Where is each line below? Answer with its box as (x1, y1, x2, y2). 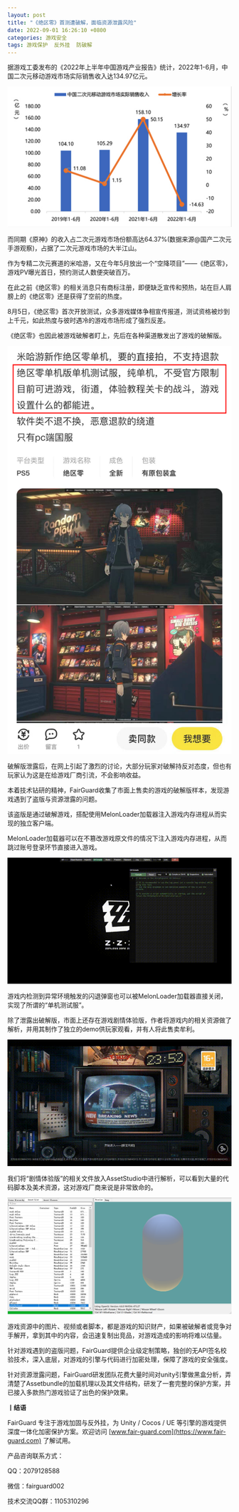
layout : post (7, 11, 46, 19)
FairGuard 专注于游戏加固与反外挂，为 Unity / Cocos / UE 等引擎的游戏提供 (7, 1419, 227, 1427)
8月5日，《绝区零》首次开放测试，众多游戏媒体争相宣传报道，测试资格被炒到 (7, 307, 230, 315)
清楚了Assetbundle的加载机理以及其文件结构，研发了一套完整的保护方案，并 (7, 1379, 231, 1388)
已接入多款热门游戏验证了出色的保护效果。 (7, 1388, 132, 1397)
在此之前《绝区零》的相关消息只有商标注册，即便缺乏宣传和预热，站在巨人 (7, 282, 225, 292)
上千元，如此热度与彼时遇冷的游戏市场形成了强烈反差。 (7, 316, 169, 325)
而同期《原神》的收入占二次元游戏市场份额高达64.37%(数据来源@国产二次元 (7, 235, 232, 243)
